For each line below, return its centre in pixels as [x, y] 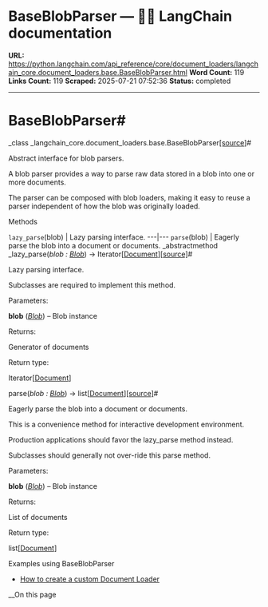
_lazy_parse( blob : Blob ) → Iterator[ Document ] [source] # [100, 254]
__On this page [33, 594]
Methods [23, 221]
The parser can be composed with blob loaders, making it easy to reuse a [130, 197]
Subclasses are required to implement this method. [92, 285]
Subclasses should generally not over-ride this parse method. [110, 455]
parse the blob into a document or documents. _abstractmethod [113, 245]
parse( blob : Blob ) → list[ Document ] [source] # [83, 393]
